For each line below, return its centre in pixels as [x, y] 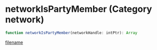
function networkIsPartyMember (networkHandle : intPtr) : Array [71, 33]
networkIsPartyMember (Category [79, 9]
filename [14, 42]
